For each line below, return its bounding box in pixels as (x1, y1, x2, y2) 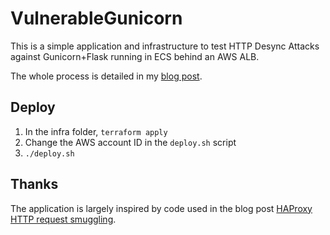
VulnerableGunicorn (10, 7, 183, 30)
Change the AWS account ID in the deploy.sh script (24, 136, 237, 148)
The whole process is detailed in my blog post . (10, 70, 203, 82)
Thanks (10, 176, 59, 193)
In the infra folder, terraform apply (24, 125, 168, 137)
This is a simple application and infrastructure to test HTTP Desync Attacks (10, 40, 320, 52)
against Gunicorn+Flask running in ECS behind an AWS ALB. (10, 50, 260, 62)
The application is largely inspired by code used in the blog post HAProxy (10, 202, 313, 214)
